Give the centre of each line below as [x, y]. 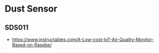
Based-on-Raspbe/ [32, 45]
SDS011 [17, 28]
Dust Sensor [31, 9]
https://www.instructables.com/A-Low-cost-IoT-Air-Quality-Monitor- [83, 39]
